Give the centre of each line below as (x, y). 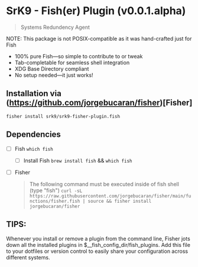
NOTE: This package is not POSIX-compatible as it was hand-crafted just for (99, 38)
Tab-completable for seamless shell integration (72, 62)
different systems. (28, 257)
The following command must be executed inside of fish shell (104, 184)
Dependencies (33, 135)
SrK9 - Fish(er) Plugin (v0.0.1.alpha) (96, 11)
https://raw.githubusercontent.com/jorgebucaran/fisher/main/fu (110, 196)
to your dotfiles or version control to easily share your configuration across (97, 251)
